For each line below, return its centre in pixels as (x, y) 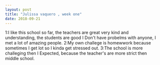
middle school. (20, 59)
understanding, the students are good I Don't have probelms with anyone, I (80, 38)
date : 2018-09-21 (23, 19)
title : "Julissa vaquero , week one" (44, 14)
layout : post (18, 10)
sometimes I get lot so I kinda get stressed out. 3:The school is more (74, 48)
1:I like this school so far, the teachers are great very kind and (67, 33)
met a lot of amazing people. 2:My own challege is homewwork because (78, 43)
